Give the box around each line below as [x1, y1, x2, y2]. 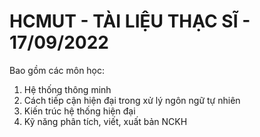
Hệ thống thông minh [23, 83, 112, 95]
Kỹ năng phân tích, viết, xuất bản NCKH [23, 115, 188, 127]
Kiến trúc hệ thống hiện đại [23, 105, 136, 117]
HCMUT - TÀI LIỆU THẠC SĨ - [9, 10, 251, 33]
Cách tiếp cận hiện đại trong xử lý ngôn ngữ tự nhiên [23, 94, 241, 106]
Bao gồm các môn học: [9, 64, 106, 76]
